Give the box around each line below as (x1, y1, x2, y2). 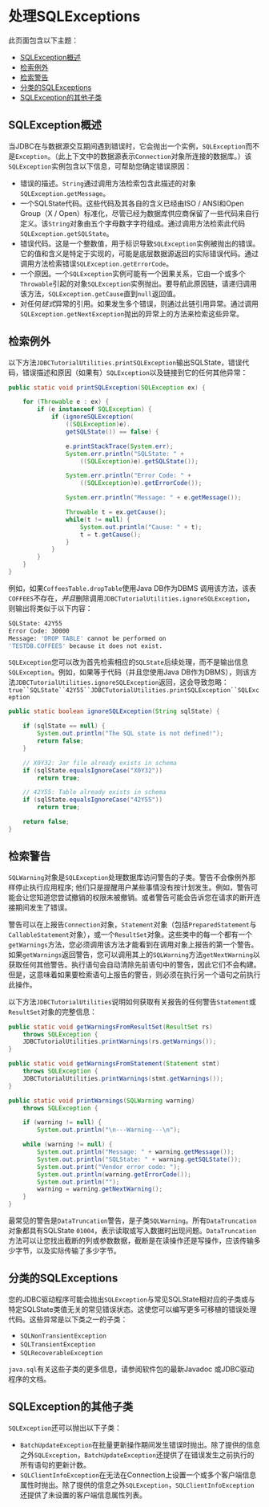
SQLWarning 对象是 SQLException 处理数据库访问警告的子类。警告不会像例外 (8, 872, 249, 882)
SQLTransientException (19, 1340, 96, 1349)
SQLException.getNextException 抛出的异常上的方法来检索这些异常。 (19, 308, 244, 318)
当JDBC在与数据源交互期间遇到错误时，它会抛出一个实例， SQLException (8, 141, 246, 151)
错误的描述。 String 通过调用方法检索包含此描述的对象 (19, 178, 196, 188)
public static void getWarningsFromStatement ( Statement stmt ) (8, 1060, 220, 1068)
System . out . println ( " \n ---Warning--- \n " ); (37, 1126, 181, 1134)
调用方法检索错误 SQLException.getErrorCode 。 (19, 259, 174, 268)
